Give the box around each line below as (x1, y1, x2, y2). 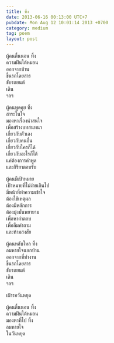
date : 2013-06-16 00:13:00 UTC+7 (6, 14, 88, 20)
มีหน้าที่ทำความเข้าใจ (6, 189, 46, 195)
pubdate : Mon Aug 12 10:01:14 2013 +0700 (6, 19, 109, 25)
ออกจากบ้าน (6, 65, 29, 72)
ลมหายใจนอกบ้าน (6, 247, 40, 253)
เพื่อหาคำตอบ (6, 215, 32, 222)
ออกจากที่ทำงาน (6, 253, 37, 260)
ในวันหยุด (6, 330, 26, 337)
